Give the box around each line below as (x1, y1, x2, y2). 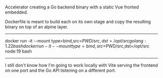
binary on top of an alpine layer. (5, 24, 68, 30)
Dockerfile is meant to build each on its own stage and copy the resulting (5, 19, 151, 24)
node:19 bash (5, 48, 32, 54)
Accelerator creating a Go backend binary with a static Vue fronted (5, 4, 139, 10)
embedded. (5, 9, 28, 15)
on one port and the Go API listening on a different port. (5, 68, 116, 73)
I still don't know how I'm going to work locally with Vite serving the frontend (5, 62, 158, 68)
